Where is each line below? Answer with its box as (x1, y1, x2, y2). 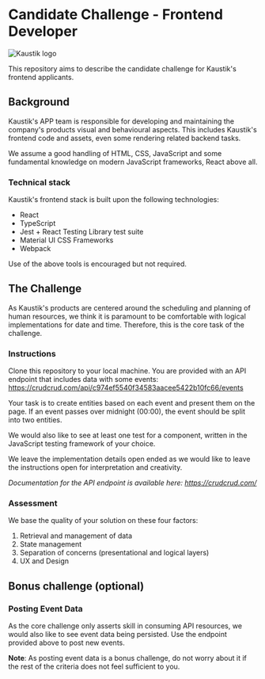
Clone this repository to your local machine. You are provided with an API (8, 366, 247, 376)
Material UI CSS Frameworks (19, 235, 114, 245)
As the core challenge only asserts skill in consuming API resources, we (8, 621, 243, 631)
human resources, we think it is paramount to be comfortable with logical (8, 311, 247, 321)
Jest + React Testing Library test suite (19, 227, 144, 237)
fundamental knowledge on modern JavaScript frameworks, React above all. (8, 157, 258, 166)
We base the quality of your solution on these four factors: (8, 516, 199, 525)
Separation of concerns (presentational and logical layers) (19, 548, 210, 558)
